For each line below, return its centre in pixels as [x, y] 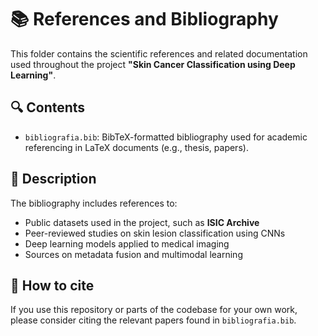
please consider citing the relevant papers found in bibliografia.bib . [153, 320]
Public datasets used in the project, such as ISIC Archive [142, 222]
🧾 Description [53, 179]
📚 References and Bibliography [144, 19]
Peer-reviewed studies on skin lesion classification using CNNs [155, 233]
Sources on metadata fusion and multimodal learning [133, 254]
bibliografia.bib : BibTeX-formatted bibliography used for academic [166, 137]
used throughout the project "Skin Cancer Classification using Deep [153, 64]
